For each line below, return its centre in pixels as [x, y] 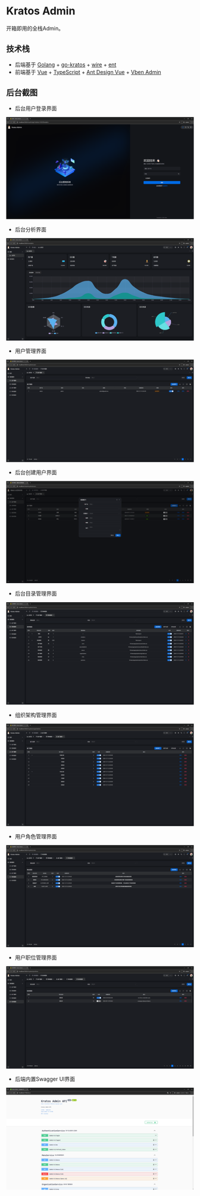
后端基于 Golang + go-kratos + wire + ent [65, 65]
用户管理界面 [30, 350]
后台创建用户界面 [36, 472]
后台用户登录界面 [36, 108]
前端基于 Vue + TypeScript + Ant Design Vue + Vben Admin [88, 72]
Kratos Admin [41, 11]
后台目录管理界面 [36, 594]
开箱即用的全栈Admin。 [35, 28]
